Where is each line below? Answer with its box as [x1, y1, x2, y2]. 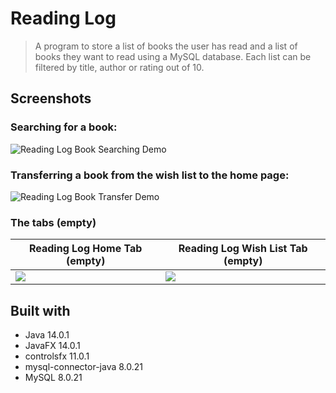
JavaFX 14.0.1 [24, 340, 81, 352]
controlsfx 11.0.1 [24, 350, 90, 362]
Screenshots [10, 90, 92, 107]
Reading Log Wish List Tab [178, 242, 308, 256]
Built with [10, 302, 71, 319]
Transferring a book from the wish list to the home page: [10, 168, 290, 182]
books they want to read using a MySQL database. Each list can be [34, 50, 312, 62]
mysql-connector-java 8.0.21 [24, 361, 144, 373]
